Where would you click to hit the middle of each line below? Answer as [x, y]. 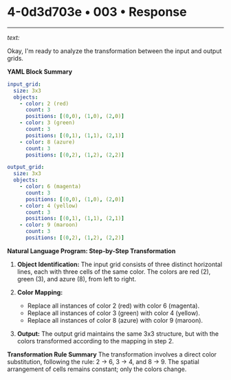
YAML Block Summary [40, 71]
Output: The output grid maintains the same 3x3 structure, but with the [118, 333]
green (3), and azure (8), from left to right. [76, 279]
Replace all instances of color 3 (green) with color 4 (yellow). [114, 313]
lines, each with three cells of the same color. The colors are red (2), [114, 271]
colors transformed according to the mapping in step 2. [95, 341]
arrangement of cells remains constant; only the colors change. [97, 369]
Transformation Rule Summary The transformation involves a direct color [112, 354]
